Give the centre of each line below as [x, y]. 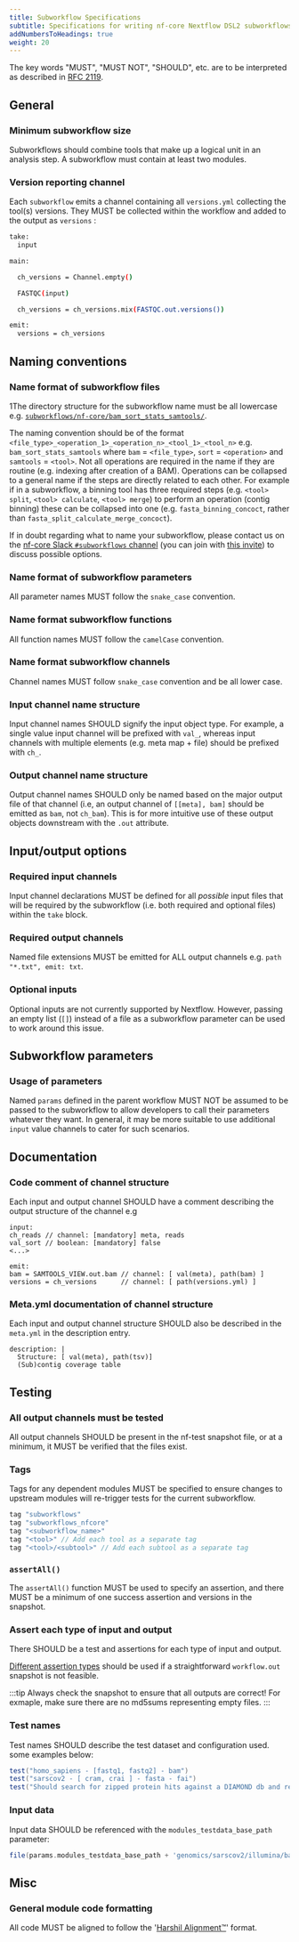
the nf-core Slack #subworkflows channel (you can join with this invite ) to [142, 545]
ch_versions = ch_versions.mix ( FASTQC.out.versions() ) [121, 309]
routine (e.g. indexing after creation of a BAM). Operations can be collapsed [148, 470]
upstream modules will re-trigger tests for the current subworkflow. [133, 1498]
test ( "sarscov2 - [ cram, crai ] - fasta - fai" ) [103, 1779]
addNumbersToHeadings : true [61, 34]
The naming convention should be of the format [97, 433]
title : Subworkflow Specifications [75, 17]
